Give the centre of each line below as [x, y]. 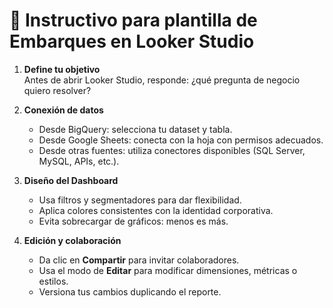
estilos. [53, 281]
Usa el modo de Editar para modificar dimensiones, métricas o [168, 270]
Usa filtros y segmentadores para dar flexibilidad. [140, 200]
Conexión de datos [63, 110]
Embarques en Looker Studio [132, 41]
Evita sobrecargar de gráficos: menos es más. [133, 221]
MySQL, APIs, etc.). [79, 161]
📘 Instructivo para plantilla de [133, 20]
